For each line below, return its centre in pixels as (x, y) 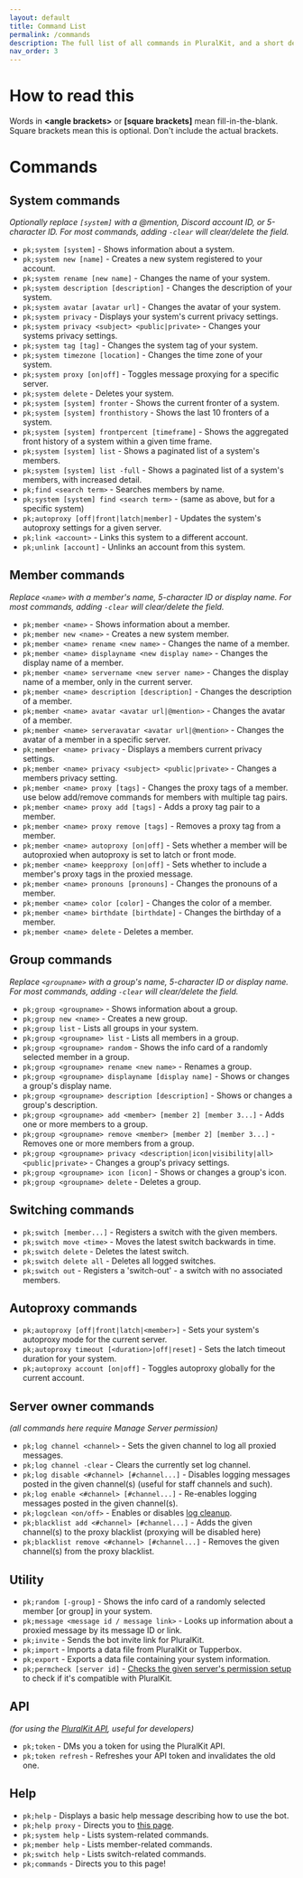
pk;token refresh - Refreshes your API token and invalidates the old (149, 1755)
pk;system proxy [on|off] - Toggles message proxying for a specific (151, 374)
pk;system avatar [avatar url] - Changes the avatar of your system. (151, 307)
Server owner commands (82, 1406)
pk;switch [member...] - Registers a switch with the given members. (150, 1232)
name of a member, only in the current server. (107, 681)
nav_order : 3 (34, 52)
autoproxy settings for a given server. (92, 528)
